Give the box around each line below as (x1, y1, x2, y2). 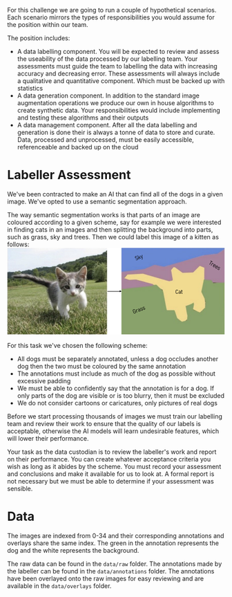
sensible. (7, 484, 33, 493)
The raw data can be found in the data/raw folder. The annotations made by (7, 560, 222, 568)
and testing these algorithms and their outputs (17, 113, 149, 122)
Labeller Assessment (7, 167, 131, 183)
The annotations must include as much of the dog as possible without (17, 369, 216, 378)
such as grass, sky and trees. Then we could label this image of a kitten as (7, 232, 220, 241)
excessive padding (17, 377, 71, 385)
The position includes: (7, 34, 70, 42)
